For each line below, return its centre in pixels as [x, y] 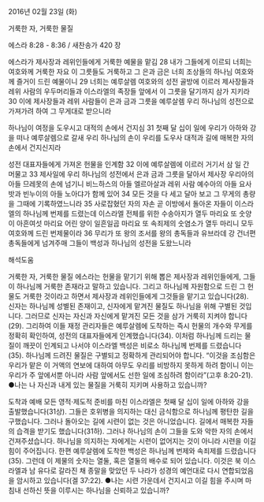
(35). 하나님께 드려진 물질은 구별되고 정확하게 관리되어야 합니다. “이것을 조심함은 [132, 355]
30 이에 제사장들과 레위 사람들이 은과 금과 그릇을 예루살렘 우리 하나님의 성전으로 [131, 101]
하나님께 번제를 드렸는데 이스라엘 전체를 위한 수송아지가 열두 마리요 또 [130, 214]
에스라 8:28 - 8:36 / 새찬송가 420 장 [65, 45]
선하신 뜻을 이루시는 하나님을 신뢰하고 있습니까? [96, 490]
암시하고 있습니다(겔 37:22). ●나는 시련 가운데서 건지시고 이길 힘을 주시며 [130, 480]
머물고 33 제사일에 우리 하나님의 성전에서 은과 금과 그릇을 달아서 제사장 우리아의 [131, 174]
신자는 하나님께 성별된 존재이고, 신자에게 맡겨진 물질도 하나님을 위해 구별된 [123, 306]
